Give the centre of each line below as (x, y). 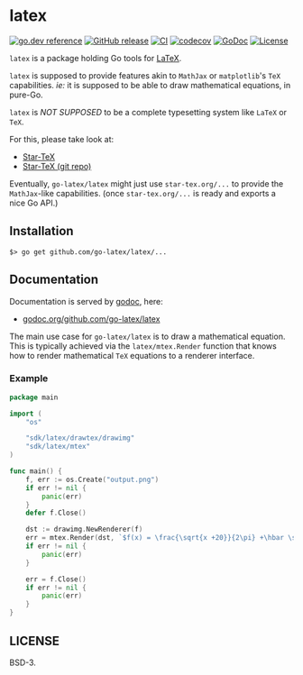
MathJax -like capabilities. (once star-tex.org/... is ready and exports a (143, 193)
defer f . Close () (56, 513)
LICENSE (35, 641)
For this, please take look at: (62, 139)
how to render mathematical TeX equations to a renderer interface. (132, 355)
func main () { (36, 471)
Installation (41, 231)
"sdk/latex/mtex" (58, 447)
